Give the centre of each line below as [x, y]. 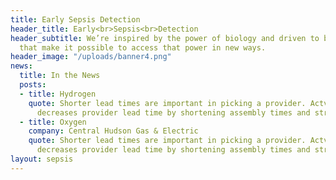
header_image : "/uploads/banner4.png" [91, 57]
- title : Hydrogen [58, 94]
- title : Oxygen [53, 122]
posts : [33, 85]
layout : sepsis [42, 159]
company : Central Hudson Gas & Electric [113, 131]
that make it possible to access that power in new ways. [143, 47]
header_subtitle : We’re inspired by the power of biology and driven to [165, 38]
